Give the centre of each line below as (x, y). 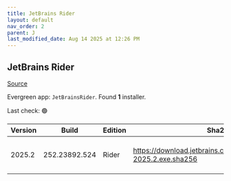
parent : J (21, 33)
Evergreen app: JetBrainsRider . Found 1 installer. (77, 96)
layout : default (30, 20)
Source (17, 83)
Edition (114, 130)
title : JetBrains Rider (41, 13)
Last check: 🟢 (27, 110)
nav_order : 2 (26, 26)
